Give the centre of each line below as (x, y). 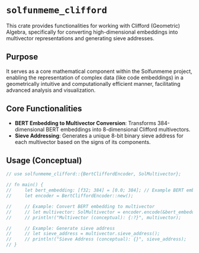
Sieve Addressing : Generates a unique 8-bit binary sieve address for (99, 136)
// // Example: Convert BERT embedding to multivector (81, 206)
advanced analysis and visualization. (51, 90)
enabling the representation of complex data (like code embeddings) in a (95, 77)
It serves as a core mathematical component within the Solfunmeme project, (99, 71)
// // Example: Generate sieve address (61, 228)
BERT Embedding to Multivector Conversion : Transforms (85, 123)
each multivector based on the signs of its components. (83, 142)
